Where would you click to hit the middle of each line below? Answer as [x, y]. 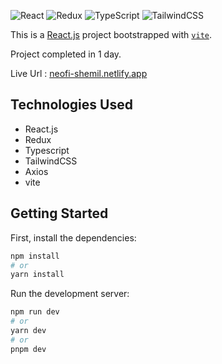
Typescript [47, 150]
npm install [35, 256]
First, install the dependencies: [73, 237]
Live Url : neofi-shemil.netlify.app [79, 73]
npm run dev [35, 312]
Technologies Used [71, 105]
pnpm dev [28, 349]
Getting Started [59, 213]
